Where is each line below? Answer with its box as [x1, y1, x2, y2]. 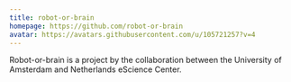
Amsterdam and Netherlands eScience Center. [9, 64, 182, 75]
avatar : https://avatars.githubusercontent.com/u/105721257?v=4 [9, 30, 256, 39]
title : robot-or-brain [9, 13, 95, 23]
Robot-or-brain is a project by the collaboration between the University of [9, 55, 282, 66]
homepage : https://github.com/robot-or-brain [9, 22, 183, 31]
